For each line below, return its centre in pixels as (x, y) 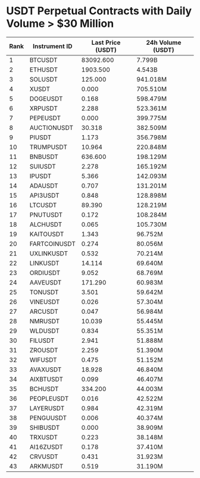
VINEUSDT (45, 302)
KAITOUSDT (47, 234)
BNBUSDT (44, 157)
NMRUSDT (45, 321)
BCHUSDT (44, 389)
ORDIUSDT (45, 273)
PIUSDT (40, 137)
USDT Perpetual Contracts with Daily (99, 11)
